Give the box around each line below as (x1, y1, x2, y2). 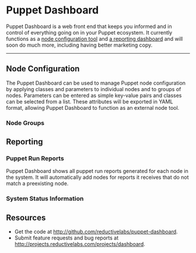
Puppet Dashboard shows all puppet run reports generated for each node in (6, 168, 188, 175)
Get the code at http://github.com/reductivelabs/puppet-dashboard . (14, 228, 178, 235)
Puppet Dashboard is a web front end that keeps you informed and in (6, 23, 172, 30)
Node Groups (6, 119, 45, 127)
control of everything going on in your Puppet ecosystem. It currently (6, 29, 173, 36)
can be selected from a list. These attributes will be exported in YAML (6, 98, 173, 105)
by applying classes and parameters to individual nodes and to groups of (6, 85, 181, 92)
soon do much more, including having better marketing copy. (6, 41, 153, 48)
